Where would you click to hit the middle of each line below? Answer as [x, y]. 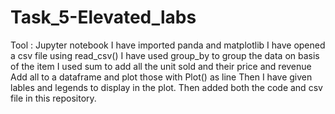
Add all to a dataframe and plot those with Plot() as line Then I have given [161, 77]
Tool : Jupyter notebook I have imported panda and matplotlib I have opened [168, 45]
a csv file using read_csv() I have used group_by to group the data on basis [165, 55]
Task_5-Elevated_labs [103, 17]
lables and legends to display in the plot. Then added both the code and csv [166, 87]
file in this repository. [53, 98]
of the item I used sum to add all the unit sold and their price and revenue [161, 66]
